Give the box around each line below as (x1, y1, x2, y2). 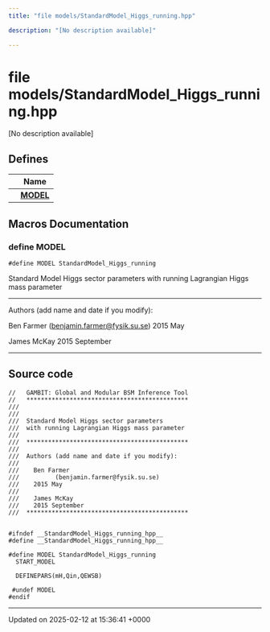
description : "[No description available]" (8, 26, 157, 35)
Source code (8, 367, 74, 381)
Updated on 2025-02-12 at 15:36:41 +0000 (8, 614, 151, 624)
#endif (8, 593, 31, 601)
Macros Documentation (8, 217, 129, 230)
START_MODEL (15, 557, 56, 566)
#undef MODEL (11, 585, 56, 594)
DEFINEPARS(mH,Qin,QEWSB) (15, 572, 103, 580)
